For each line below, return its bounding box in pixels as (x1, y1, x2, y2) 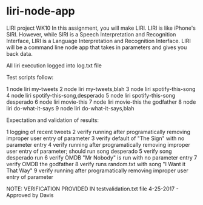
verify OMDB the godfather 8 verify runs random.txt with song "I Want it (6, 160, 186, 167)
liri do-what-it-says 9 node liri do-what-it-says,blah (6, 104, 135, 112)
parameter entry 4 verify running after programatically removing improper (6, 141, 191, 148)
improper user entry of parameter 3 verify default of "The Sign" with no (6, 135, 185, 142)
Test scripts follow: (6, 73, 54, 81)
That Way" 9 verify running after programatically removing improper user (6, 167, 189, 174)
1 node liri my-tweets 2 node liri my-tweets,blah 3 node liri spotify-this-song (6, 85, 196, 92)
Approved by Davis (6, 191, 54, 198)
